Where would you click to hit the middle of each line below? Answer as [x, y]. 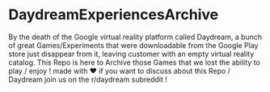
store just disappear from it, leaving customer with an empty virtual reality [131, 54]
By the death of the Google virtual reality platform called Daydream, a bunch [135, 37]
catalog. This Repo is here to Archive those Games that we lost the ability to [134, 62]
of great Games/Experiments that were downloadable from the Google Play [133, 45]
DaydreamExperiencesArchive [114, 15]
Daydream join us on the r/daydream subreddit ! [88, 79]
